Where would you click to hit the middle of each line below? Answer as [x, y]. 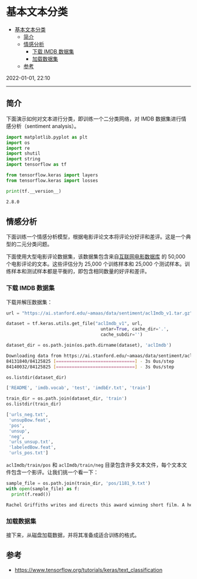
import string [23, 159]
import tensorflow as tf [36, 165]
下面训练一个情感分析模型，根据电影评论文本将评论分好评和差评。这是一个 [96, 237]
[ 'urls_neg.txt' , [27, 415]
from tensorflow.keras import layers [52, 175]
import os [18, 143]
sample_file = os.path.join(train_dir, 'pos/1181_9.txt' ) [78, 483]
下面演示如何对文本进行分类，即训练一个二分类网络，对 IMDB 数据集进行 [94, 119]
